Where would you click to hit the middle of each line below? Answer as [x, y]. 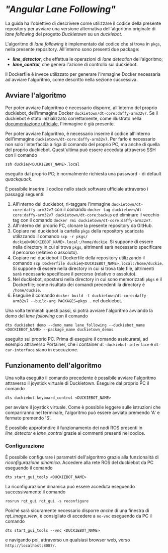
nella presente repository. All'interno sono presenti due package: [72, 49]
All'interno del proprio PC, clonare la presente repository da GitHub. [83, 225]
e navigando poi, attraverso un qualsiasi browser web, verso [68, 540]
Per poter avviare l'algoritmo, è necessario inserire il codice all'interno [78, 133]
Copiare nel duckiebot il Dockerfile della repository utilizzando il [78, 258]
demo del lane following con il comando [47, 316]
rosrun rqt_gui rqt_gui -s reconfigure [47, 501]
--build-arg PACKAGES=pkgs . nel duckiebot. [76, 301]
